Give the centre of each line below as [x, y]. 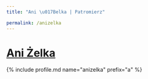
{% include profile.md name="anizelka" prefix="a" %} [74, 70]
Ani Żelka [31, 53]
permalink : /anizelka [34, 23]
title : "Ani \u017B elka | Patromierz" [56, 12]
